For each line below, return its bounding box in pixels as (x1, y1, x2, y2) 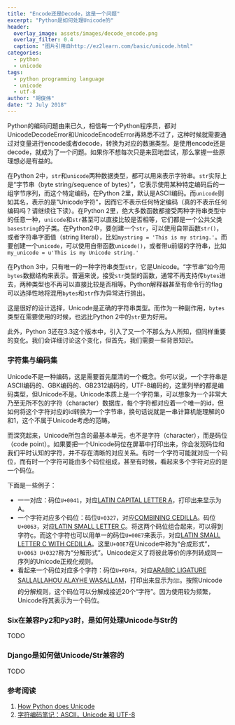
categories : (7, 50, 42, 57)
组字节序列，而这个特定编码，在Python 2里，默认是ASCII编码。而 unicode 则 (7, 188, 225, 197)
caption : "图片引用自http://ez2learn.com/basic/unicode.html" (13, 43, 194, 50)
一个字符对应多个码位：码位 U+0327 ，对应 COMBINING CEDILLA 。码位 (17, 513, 216, 522)
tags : (7, 69, 23, 76)
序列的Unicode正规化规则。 (17, 558, 98, 566)
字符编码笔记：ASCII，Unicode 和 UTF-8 (17, 710, 136, 719)
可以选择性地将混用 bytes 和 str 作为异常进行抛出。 (7, 289, 149, 297)
